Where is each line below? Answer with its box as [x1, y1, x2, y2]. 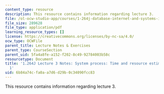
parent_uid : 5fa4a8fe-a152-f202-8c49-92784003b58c [5, 52, 110, 57]
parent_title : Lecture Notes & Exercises [5, 43, 91, 48]
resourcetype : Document [5, 57, 54, 62]
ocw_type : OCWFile [5, 39, 42, 44]
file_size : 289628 [5, 20, 42, 26]
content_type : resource [5, 7, 54, 12]
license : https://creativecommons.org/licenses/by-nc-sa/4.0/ [5, 34, 134, 39]
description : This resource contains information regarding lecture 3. [5, 12, 154, 16]
